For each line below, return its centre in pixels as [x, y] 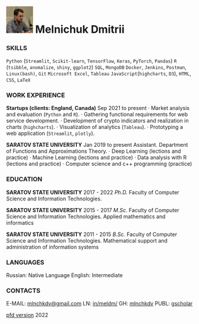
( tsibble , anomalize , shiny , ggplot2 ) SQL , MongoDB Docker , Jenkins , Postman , [97, 67]
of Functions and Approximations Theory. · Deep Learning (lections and [94, 151]
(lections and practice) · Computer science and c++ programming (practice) [99, 164]
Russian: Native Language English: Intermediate [64, 275]
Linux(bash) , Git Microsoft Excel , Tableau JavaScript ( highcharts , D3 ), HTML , [99, 74]
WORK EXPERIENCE [36, 95]
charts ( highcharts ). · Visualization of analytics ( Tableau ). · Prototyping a [94, 127]
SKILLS [17, 48]
